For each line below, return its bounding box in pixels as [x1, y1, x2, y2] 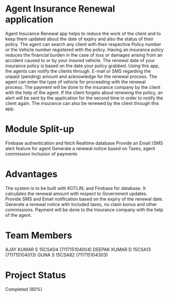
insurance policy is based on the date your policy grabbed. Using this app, [5, 63, 160, 69]
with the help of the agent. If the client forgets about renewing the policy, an [5, 89, 163, 95]
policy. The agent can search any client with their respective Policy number [5, 41, 161, 47]
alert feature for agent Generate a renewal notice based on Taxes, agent [5, 145, 155, 152]
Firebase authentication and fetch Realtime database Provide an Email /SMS [5, 140, 163, 146]
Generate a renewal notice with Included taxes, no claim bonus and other [5, 201, 157, 207]
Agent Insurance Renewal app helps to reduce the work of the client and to [5, 30, 161, 36]
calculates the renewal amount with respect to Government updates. [5, 190, 148, 196]
